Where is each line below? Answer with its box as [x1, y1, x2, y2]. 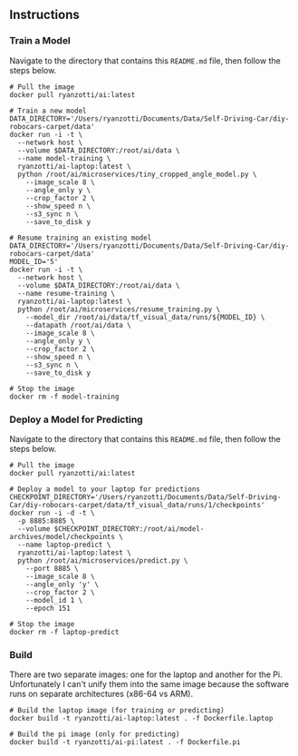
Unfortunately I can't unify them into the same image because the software [9, 679, 290, 690]
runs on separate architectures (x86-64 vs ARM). [9, 689, 193, 700]
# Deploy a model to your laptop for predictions [9, 485, 201, 494]
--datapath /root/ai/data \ [25, 320, 131, 329]
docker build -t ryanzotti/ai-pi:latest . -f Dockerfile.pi [9, 738, 242, 747]
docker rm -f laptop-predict [9, 627, 120, 636]
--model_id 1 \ [25, 595, 83, 604]
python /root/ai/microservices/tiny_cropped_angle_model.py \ [17, 170, 257, 179]
